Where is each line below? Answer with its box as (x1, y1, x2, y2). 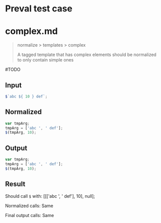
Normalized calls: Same (5, 203, 54, 209)
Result (5, 180, 26, 188)
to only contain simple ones (17, 57, 74, 63)
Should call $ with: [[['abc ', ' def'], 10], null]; (5, 193, 95, 199)
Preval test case (5, 3, 73, 14)
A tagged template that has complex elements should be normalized (17, 52, 157, 57)
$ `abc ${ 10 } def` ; (5, 94, 48, 99)
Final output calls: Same (5, 212, 54, 218)
